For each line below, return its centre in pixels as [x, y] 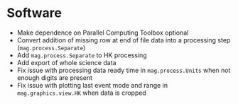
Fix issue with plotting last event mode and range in [92, 85]
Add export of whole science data [66, 62]
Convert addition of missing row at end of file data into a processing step [124, 40]
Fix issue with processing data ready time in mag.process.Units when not [124, 70]
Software [34, 13]
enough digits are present [55, 77]
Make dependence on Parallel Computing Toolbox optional [103, 33]
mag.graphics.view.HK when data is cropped [81, 93]
